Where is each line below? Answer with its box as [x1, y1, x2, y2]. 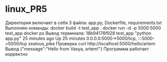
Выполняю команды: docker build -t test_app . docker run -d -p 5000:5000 [5, 25, 161, 31]
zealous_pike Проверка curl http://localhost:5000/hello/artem [28, 40, 156, 46]
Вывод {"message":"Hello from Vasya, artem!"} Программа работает [5, 46, 149, 52]
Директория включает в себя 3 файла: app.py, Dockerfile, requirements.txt [5, 20, 162, 26]
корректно [5, 51, 28, 57]
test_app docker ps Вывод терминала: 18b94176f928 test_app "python [5, 30, 152, 36]
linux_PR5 [5, 3, 47, 15]
